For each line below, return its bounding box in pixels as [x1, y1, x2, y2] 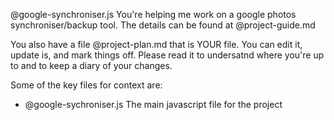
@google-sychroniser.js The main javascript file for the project [24, 99, 283, 110]
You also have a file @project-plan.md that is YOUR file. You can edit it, [10, 39, 303, 50]
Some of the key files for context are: [10, 79, 163, 91]
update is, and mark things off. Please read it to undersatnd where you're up [10, 49, 325, 61]
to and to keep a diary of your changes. [10, 60, 173, 71]
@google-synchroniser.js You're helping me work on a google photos [10, 9, 297, 20]
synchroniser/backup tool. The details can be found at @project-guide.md [10, 19, 316, 31]
